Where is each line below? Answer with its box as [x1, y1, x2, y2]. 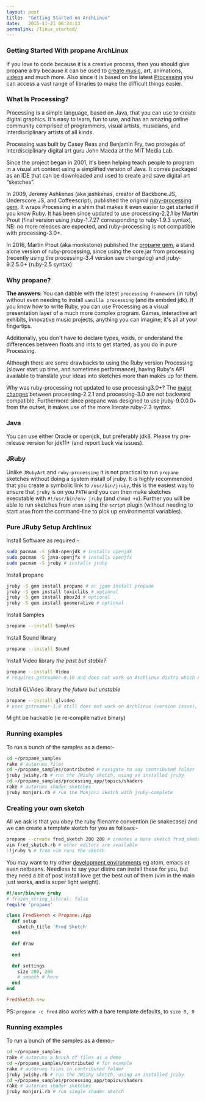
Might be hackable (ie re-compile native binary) [6, 714, 126, 722]
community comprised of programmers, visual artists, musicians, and [6, 122, 181, 129]
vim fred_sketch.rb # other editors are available [6, 842, 138, 848]
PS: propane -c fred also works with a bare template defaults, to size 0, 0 [6, 1007, 195, 1015]
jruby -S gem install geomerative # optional [6, 600, 124, 607]
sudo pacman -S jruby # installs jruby [6, 560, 108, 566]
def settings [12, 963, 45, 969]
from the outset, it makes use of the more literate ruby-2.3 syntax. [6, 404, 172, 411]
